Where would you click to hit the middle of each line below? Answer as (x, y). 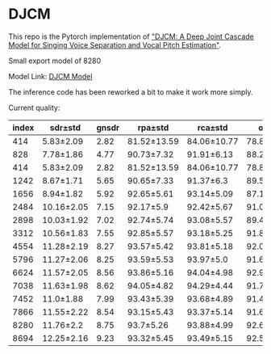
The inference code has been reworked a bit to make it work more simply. (131, 92)
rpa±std (153, 128)
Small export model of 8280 (55, 61)
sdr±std (65, 128)
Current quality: (34, 107)
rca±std (213, 128)
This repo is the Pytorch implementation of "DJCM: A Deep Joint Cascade (131, 36)
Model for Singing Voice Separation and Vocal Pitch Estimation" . (115, 44)
